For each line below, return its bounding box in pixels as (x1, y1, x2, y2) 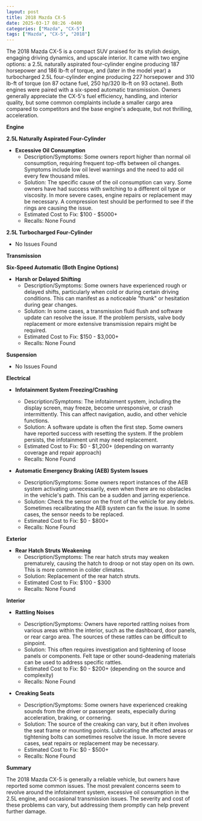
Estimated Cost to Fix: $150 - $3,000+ (24, 333, 119, 340)
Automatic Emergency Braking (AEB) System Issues (14, 467, 148, 475)
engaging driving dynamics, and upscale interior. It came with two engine (6, 54, 189, 61)
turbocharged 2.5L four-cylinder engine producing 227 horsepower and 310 (6, 73, 195, 81)
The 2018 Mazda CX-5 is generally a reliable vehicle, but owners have (6, 776, 180, 783)
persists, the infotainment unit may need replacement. (24, 436, 159, 443)
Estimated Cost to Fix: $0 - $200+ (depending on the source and (24, 665, 186, 672)
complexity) (24, 672, 54, 679)
